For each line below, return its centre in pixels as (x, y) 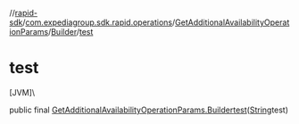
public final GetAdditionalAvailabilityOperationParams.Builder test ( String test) (149, 110)
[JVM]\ (22, 92)
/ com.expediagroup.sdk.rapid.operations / (99, 22)
